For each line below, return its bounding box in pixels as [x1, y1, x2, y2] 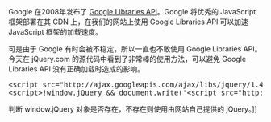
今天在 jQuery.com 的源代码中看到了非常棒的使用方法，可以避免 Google [8, 55, 247, 63]
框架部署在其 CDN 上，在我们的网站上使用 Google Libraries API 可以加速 [8, 17, 248, 26]
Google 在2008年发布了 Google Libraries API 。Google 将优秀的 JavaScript [8, 7, 256, 16]
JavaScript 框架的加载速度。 [8, 27, 103, 36]
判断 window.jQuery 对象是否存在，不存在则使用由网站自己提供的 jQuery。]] [8, 104, 258, 114]
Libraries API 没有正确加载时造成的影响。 [8, 64, 145, 74]
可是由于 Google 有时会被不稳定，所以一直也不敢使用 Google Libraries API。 [8, 44, 262, 54]
